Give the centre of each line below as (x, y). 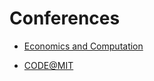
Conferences (65, 18)
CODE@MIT (48, 65)
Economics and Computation (83, 46)
